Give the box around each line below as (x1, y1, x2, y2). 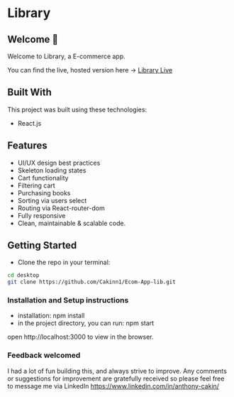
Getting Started (7, 239, 77, 251)
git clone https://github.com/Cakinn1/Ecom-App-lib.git (7, 278, 176, 285)
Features (7, 140, 48, 152)
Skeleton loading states (17, 165, 87, 175)
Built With (7, 87, 52, 99)
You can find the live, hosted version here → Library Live (7, 66, 172, 74)
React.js (17, 119, 42, 127)
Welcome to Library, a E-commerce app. (7, 52, 126, 60)
